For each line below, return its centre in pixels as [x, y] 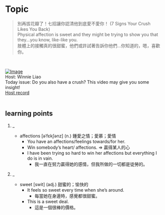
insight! [13, 87]
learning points [29, 114]
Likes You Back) [34, 29]
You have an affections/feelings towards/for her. [76, 141]
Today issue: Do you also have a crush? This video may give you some [77, 82]
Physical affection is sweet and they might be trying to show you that [88, 34]
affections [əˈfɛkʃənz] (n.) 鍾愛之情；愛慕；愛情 [68, 136]
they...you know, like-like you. [47, 40]
